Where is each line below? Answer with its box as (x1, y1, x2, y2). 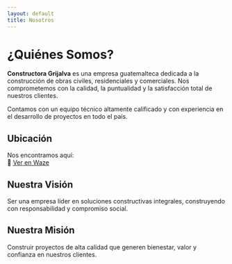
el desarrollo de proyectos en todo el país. (7, 113, 128, 121)
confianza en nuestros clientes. (7, 250, 97, 258)
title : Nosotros (7, 17, 54, 24)
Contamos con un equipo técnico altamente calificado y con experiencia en (7, 105, 224, 113)
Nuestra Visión (7, 179, 74, 190)
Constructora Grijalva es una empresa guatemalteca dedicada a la (7, 69, 199, 78)
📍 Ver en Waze (7, 158, 50, 167)
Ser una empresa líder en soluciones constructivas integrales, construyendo (7, 197, 226, 206)
